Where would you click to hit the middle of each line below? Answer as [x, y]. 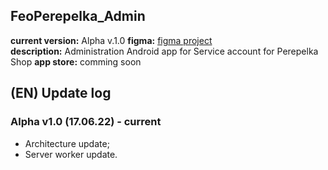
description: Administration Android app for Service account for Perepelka [164, 51]
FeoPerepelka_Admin [78, 16]
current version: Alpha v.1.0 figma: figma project [111, 40]
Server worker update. [71, 154]
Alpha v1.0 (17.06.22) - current [86, 122]
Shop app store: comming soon [76, 61]
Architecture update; [67, 143]
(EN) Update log [61, 93]
